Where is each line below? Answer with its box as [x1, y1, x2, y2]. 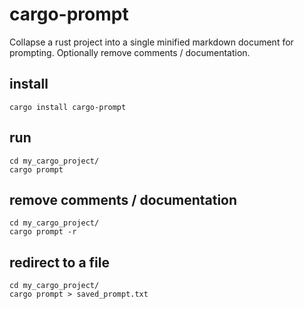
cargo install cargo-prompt [9, 102, 127, 112]
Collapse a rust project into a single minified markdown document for [9, 36, 294, 48]
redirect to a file [9, 254, 110, 271]
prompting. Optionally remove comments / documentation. [9, 46, 251, 58]
